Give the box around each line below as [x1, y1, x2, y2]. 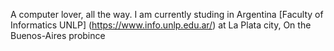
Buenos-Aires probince [10, 30, 106, 41]
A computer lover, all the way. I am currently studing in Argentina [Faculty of [10, 9, 324, 20]
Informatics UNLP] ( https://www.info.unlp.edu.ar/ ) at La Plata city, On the [10, 19, 312, 31]
